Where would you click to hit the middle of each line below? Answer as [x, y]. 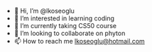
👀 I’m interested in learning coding [64, 18]
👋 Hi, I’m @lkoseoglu [44, 11]
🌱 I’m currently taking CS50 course [65, 26]
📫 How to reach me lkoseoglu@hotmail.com [80, 41]
